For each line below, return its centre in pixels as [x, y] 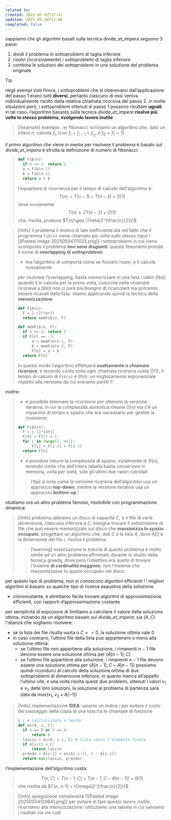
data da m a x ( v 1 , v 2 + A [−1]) [49, 695]
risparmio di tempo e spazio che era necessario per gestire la [90, 412]
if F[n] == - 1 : [39, 337]
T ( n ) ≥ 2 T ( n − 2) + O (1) [92, 212]
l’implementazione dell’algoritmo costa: [46, 768]
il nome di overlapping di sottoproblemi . [60, 252]
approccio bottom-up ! [55, 492]
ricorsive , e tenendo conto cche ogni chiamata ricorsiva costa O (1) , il [91, 371]
